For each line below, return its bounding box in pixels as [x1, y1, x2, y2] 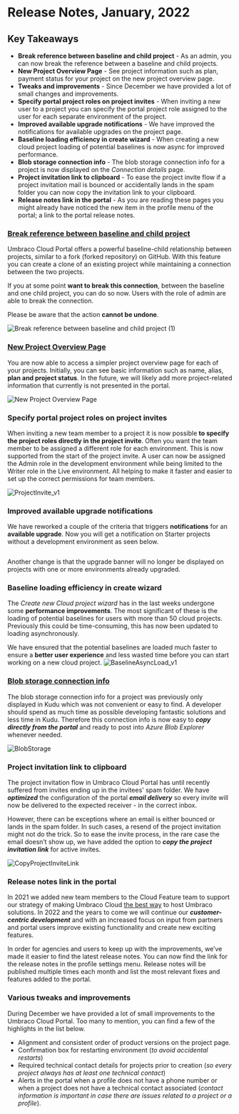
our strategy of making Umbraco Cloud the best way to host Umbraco [7, 901, 213, 909]
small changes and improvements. [17, 90, 119, 98]
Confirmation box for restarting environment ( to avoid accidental [17, 1045, 208, 1054]
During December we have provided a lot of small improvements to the [7, 1009, 215, 1018]
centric [7, 916, 30, 924]
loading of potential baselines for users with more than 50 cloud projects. [7, 614, 223, 623]
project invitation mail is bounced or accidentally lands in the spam [17, 181, 214, 189]
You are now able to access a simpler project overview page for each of [7, 358, 219, 367]
